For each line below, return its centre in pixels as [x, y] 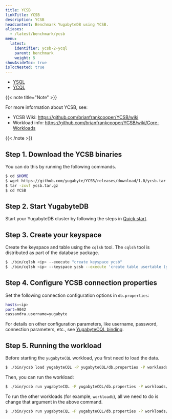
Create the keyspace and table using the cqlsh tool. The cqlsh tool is [78, 247]
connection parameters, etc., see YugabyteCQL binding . [64, 330]
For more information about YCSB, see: [47, 107]
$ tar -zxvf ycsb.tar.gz [32, 185]
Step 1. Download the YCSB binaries [63, 154]
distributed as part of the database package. [52, 253]
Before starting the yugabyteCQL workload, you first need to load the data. [82, 358]
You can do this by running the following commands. [61, 166]
